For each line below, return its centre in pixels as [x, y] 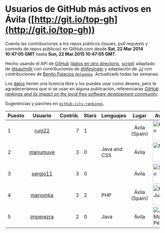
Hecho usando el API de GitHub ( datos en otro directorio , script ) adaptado [80, 63]
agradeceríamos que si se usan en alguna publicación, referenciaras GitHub [82, 88]
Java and [112, 149]
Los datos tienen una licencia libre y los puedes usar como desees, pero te [81, 83]
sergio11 [42, 174]
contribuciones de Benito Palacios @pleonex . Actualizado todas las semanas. [82, 74]
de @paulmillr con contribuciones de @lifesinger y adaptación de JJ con [79, 69]
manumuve [42, 152]
